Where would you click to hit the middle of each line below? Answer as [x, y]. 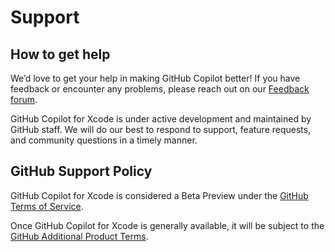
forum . [24, 99]
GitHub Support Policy [81, 171]
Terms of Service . [47, 206]
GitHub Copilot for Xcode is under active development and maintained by [161, 119]
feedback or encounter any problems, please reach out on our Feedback [160, 89]
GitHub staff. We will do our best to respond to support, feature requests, [161, 129]
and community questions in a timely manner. [104, 140]
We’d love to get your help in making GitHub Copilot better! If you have [155, 78]
